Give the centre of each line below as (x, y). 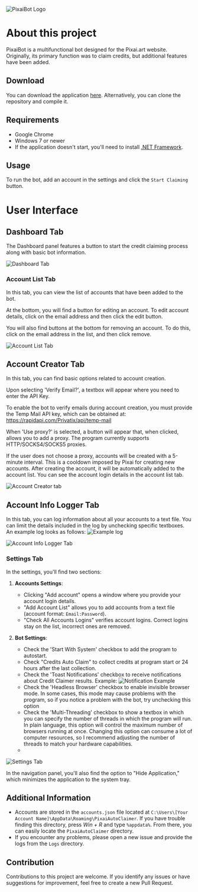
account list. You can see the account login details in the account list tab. (95, 475)
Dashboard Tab (35, 232)
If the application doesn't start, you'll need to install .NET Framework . (99, 147)
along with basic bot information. (46, 253)
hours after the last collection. (60, 668)
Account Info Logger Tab (53, 505)
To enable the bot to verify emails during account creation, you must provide (99, 408)
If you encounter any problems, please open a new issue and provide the (103, 837)
